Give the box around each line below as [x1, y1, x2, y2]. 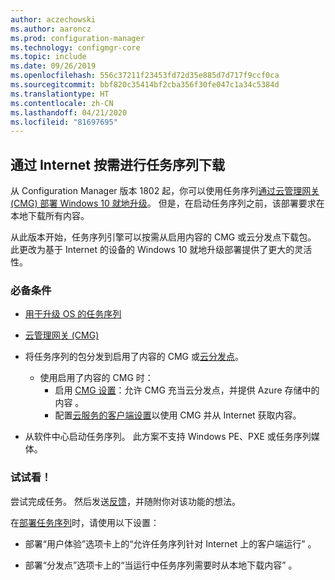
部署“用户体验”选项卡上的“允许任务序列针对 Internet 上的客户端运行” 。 [24, 537, 317, 550]
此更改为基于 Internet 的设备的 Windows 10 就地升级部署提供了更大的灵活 [10, 244, 313, 256]
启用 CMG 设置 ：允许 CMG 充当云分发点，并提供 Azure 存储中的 [54, 384, 320, 396]
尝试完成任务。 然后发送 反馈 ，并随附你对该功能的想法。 [10, 495, 241, 507]
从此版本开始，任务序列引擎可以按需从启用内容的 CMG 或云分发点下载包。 [10, 231, 317, 243]
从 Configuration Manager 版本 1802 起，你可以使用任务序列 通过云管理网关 [10, 185, 320, 197]
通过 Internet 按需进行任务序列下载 [10, 156, 225, 173]
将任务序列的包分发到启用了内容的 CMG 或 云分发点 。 [24, 351, 244, 363]
